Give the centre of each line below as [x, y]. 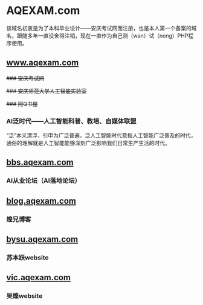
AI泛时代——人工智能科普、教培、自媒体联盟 [71, 121]
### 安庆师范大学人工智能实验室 [47, 91]
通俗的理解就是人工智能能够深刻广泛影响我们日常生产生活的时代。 [88, 143]
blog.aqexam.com [41, 201]
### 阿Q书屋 [22, 104]
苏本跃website [27, 257]
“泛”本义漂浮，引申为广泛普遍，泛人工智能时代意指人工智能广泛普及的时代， [101, 136]
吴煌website [24, 296]
